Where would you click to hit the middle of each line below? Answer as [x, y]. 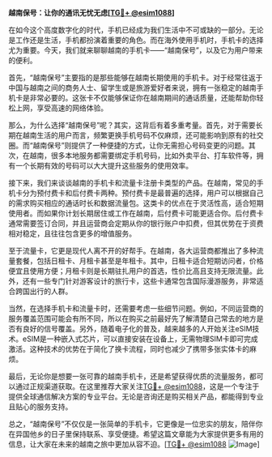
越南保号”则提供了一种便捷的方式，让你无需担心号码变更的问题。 [141, 145]
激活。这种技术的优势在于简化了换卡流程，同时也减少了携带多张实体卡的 [129, 349]
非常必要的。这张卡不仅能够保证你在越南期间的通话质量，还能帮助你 [143, 98]
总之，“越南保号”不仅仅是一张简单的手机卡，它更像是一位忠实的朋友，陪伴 [132, 424]
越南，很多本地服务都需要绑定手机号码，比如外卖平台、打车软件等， [143, 156]
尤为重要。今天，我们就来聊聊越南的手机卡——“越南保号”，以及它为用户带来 [136, 50]
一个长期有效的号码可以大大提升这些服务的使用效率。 [104, 166]
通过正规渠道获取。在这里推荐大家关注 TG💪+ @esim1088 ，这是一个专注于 [137, 387]
